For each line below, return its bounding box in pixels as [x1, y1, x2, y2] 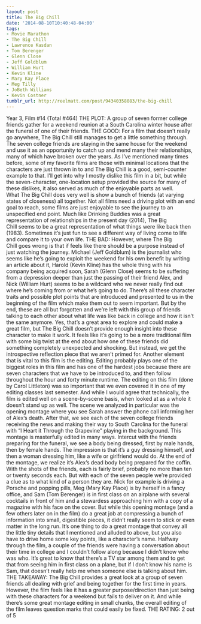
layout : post [6, 8, 39, 15]
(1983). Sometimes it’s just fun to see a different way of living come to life [6, 229, 187, 236]
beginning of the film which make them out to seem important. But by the [6, 299, 187, 307]
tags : [6, 25, 20, 32]
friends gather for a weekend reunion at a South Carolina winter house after [6, 121, 193, 128]
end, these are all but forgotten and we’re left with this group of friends [6, 305, 181, 313]
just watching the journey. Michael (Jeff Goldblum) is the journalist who [6, 248, 182, 256]
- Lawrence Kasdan [6, 43, 52, 49]
